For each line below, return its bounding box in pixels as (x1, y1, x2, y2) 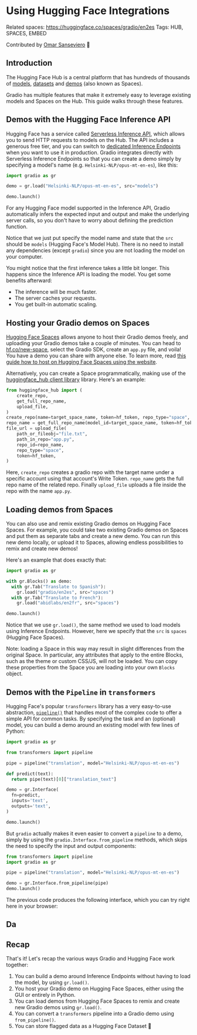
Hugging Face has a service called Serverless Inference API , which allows (6, 130, 185, 137)
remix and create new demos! (6, 545, 78, 552)
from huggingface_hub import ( (6, 387, 83, 393)
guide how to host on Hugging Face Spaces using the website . (6, 358, 157, 365)
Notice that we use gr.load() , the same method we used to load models (6, 621, 181, 628)
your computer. (6, 253, 43, 261)
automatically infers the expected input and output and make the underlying (6, 211, 189, 218)
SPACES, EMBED (6, 29, 47, 36)
